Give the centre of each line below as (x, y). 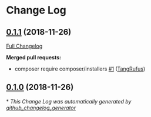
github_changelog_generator (41, 108)
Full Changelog (24, 46)
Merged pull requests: (34, 57)
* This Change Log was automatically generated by (69, 101)
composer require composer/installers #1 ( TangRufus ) (80, 69)
